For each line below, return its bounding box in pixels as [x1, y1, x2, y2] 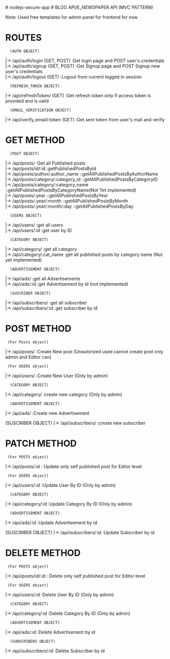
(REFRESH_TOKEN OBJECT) [10, 83, 60, 88]
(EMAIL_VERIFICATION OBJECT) [10, 108, 72, 113]
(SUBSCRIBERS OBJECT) [10, 639, 56, 644]
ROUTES [5, 32, 42, 44]
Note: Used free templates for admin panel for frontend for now [5, 14, 138, 20]
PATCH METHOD [5, 438, 77, 449]
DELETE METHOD [5, 547, 81, 558]
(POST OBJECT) [10, 151, 40, 156]
